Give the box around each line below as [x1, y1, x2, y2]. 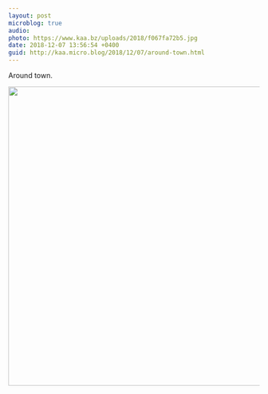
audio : [8, 26, 30, 34]
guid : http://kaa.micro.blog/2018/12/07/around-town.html [8, 49, 205, 57]
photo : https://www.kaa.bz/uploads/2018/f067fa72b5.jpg [8, 33, 198, 42]
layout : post [8, 11, 52, 20]
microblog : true [8, 19, 62, 27]
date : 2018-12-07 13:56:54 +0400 [8, 41, 120, 49]
